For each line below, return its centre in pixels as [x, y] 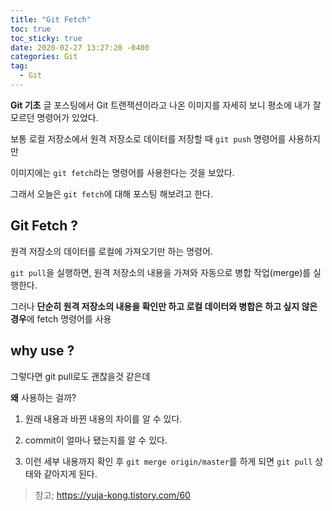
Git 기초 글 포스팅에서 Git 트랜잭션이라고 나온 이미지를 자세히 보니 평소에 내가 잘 [166, 105]
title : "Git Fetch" [51, 19]
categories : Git [44, 57]
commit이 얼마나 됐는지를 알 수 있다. [96, 440]
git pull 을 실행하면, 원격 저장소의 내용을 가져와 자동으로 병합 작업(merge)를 [161, 272]
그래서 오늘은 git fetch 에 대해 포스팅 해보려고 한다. [111, 193]
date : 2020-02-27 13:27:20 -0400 [80, 47]
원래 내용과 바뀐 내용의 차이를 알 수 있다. [103, 418]
